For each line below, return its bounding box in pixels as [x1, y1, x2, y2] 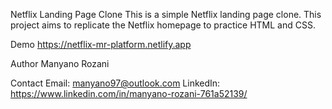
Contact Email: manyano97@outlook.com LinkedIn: [10, 77, 221, 89]
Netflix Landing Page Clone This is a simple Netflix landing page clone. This [10, 9, 322, 20]
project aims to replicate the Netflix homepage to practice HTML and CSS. [10, 19, 316, 31]
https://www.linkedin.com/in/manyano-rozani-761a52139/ [10, 88, 248, 99]
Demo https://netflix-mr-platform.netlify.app [10, 39, 192, 50]
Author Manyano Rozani [10, 58, 110, 69]
